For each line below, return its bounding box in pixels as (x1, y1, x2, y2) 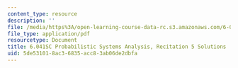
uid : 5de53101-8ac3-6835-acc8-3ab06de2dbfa (7, 50, 138, 57)
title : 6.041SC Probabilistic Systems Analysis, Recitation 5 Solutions (7, 43, 227, 50)
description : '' (7, 17, 55, 24)
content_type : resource (7, 10, 78, 18)
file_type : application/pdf (7, 30, 91, 38)
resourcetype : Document (7, 37, 78, 44)
